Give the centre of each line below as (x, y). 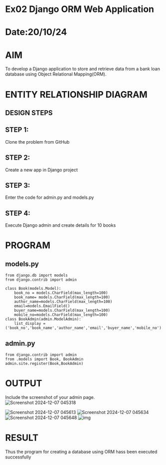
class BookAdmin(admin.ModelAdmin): (43, 319)
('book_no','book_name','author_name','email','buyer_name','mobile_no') (83, 328)
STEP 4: (18, 213)
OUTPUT (24, 383)
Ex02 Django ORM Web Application (80, 9)
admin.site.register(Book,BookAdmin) (44, 363)
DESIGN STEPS (29, 113)
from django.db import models (37, 276)
